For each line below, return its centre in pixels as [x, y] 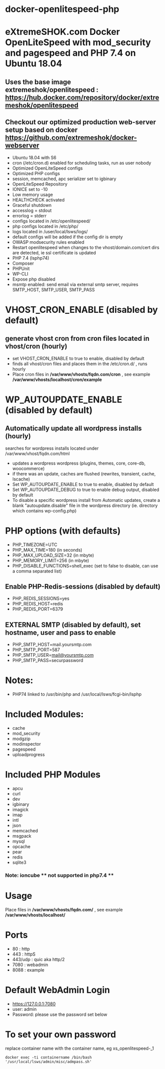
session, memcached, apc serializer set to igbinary [64, 179]
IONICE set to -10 [30, 189]
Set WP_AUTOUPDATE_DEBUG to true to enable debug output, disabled [86, 489]
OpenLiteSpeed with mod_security [78, 43]
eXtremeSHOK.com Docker [63, 32]
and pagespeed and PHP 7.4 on [71, 53]
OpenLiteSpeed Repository [40, 184]
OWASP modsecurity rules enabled [48, 242]
